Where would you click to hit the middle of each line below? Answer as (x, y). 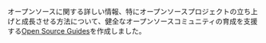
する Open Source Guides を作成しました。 (77, 31)
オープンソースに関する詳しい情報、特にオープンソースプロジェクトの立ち (129, 11)
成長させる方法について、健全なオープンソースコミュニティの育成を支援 (139, 21)
